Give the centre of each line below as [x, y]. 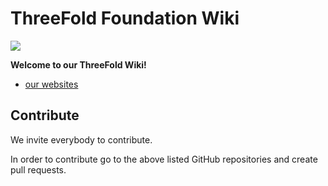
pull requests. [38, 169]
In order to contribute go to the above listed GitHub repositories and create [164, 159]
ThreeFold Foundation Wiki [125, 18]
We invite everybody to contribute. [81, 139]
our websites [51, 84]
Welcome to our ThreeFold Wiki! [78, 64]
